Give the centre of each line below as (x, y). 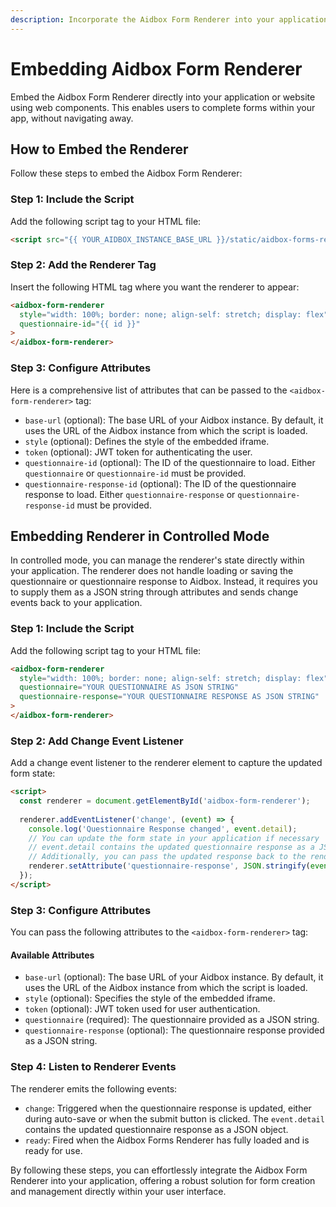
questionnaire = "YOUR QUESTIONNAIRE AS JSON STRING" (129, 687)
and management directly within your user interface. (118, 1191)
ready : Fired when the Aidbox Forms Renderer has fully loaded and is (167, 1140)
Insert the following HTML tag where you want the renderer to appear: (155, 287)
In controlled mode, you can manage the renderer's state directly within (157, 560)
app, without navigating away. (72, 118)
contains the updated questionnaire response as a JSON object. (156, 1129)
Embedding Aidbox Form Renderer (156, 68)
